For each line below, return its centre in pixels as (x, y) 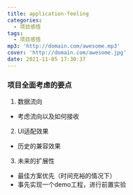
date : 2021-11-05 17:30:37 (47, 59)
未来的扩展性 (36, 161)
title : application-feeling (48, 14)
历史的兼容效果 (39, 146)
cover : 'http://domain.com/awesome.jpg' (67, 53)
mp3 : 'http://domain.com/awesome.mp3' (64, 46)
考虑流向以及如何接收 (48, 117)
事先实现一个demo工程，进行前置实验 (72, 185)
